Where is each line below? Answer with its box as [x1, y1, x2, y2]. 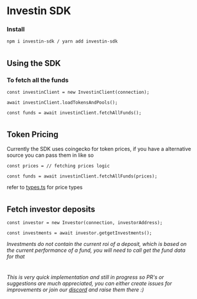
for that [6, 253, 25, 260]
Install [6, 25, 25, 34]
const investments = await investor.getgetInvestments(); [6, 230, 152, 236]
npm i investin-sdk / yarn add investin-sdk [6, 38, 118, 45]
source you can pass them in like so [6, 152, 94, 159]
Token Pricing [6, 130, 58, 140]
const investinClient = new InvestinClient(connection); [6, 89, 150, 95]
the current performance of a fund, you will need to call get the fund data [6, 247, 186, 254]
